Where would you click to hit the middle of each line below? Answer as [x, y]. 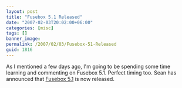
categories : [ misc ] [30, 28]
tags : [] [17, 33]
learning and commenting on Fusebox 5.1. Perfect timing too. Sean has [91, 72]
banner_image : [23, 39]
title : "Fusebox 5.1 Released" [44, 17]
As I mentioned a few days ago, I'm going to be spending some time [88, 66]
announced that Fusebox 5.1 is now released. [60, 79]
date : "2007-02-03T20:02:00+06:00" [50, 22]
